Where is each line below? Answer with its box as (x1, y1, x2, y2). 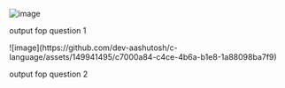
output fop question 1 (9, 26, 87, 35)
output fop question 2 (9, 69, 89, 79)
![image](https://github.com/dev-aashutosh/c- (9, 42, 179, 53)
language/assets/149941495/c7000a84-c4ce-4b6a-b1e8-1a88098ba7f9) (9, 52, 277, 62)
